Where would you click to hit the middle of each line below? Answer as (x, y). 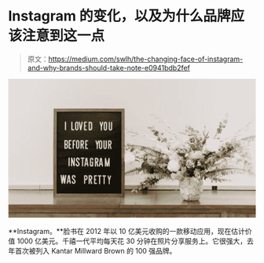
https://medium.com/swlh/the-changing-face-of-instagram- (146, 59)
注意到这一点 (64, 36)
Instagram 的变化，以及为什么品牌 (119, 16)
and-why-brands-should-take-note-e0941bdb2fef (109, 68)
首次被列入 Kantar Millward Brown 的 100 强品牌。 (95, 250)
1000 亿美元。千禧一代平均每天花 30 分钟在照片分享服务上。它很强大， (132, 241)
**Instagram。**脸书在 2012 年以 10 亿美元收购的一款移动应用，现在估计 (126, 231)
